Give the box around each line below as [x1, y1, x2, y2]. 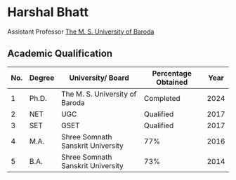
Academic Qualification [7, 48, 113, 60]
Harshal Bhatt [7, 4, 89, 20]
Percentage [152, 68, 192, 78]
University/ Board [69, 73, 130, 83]
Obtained [156, 77, 188, 87]
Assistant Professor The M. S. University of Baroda [7, 27, 155, 36]
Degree [29, 73, 55, 83]
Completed [143, 93, 181, 103]
